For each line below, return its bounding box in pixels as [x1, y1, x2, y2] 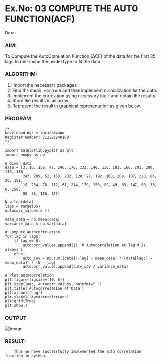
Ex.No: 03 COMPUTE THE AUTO [5, 3, 138, 14]
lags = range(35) [5, 204, 41, 209]
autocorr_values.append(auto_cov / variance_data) [23, 264, 129, 269]
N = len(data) [5, 199, 34, 204]
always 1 [5, 247, 23, 252]
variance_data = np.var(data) [5, 221, 67, 226]
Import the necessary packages [12, 82, 77, 88]
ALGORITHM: [5, 71, 38, 78]
